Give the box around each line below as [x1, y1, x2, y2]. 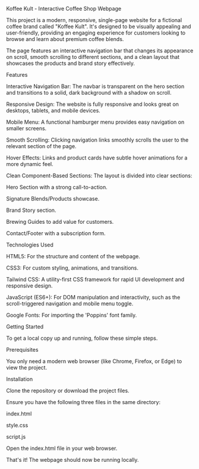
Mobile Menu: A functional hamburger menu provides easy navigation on [6, 118, 185, 126]
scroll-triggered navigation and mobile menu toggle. [6, 300, 134, 307]
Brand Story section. [6, 207, 56, 214]
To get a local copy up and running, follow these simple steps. [6, 334, 158, 342]
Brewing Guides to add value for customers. [6, 218, 114, 225]
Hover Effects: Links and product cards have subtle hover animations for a [6, 154, 188, 161]
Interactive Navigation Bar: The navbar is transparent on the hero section [6, 83, 185, 90]
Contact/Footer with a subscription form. [6, 230, 106, 237]
